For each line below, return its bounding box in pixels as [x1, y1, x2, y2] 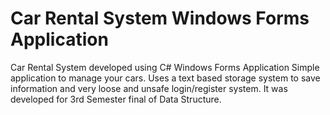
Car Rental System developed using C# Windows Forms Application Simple [10, 61, 320, 73]
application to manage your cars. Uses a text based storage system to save [10, 72, 321, 84]
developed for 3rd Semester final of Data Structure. [10, 93, 222, 105]
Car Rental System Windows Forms [10, 7, 310, 30]
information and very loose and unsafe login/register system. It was [10, 82, 288, 94]
